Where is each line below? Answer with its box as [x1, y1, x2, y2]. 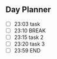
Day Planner [5, 5, 51, 15]
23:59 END [14, 47, 41, 54]
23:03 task [14, 20, 41, 27]
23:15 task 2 [14, 34, 43, 41]
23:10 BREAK [14, 27, 46, 34]
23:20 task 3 [14, 41, 45, 47]
